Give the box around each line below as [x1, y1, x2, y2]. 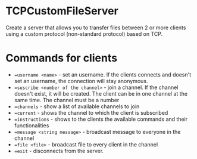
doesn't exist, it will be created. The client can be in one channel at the [14, 90, 188, 97]
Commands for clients [5, 51, 117, 65]
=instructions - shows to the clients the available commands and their [14, 115, 188, 123]
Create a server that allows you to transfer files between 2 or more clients [5, 24, 186, 31]
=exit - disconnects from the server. [14, 147, 104, 154]
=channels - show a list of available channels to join [14, 103, 140, 110]
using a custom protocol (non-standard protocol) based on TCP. [5, 30, 163, 37]
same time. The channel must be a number [14, 96, 120, 103]
